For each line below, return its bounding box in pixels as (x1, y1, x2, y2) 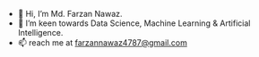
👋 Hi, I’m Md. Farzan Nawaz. (17, 9, 123, 19)
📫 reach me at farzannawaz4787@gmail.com (17, 37, 188, 48)
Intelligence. (17, 28, 64, 37)
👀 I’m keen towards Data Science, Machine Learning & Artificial (17, 18, 251, 28)
